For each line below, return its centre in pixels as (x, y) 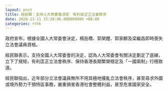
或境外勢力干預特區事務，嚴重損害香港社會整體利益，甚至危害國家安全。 (79, 85)
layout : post (19, 10)
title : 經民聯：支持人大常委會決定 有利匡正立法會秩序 (56, 14)
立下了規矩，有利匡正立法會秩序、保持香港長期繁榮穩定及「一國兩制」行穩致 (84, 61)
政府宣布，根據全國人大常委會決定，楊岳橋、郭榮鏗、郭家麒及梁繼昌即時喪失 (84, 38)
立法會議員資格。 (23, 45)
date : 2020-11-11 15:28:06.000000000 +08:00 (52, 19)
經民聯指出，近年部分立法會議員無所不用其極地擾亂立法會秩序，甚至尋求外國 (84, 78)
